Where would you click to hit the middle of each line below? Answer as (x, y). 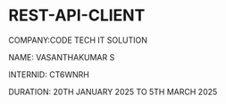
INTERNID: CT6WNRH (49, 74)
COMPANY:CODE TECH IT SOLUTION (78, 40)
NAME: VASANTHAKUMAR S (62, 57)
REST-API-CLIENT (77, 16)
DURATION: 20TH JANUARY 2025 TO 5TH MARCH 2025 (113, 92)
